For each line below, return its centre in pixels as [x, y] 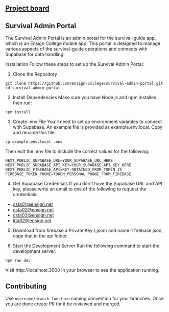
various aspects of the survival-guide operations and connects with [76, 49]
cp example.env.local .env [34, 142]
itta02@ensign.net [32, 221]
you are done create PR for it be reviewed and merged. [63, 304]
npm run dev [18, 261]
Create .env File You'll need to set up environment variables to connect [87, 122]
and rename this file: [34, 133]
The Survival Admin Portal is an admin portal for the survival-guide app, [81, 38]
